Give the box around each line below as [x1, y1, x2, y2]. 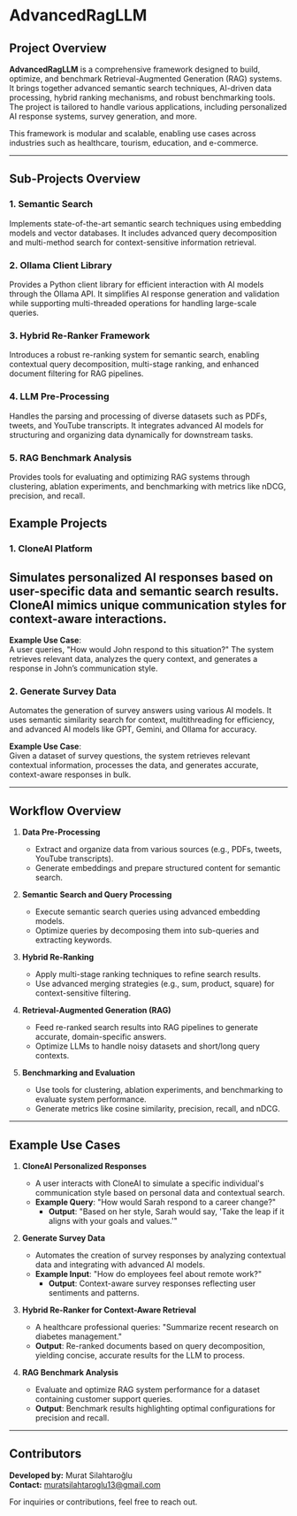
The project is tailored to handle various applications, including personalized [9, 102, 287, 112]
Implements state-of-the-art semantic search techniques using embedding [9, 218, 282, 228]
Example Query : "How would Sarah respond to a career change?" [34, 1197, 277, 1207]
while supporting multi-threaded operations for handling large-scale [9, 297, 257, 308]
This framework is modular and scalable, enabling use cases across [9, 128, 256, 138]
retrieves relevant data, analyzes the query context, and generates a [9, 654, 258, 664]
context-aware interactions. [9, 612, 167, 627]
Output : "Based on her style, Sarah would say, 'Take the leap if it [48, 1205, 285, 1217]
